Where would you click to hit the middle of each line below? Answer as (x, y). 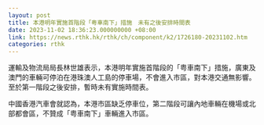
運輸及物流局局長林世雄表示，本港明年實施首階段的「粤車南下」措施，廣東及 (132, 68)
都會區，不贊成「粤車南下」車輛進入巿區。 (84, 113)
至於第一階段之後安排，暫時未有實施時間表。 (81, 87)
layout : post (29, 15)
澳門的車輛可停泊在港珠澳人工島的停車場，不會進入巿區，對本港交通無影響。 (132, 77)
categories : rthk (37, 45)
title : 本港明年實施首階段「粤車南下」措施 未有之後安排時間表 (99, 23)
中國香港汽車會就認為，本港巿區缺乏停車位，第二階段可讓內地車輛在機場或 (128, 104)
